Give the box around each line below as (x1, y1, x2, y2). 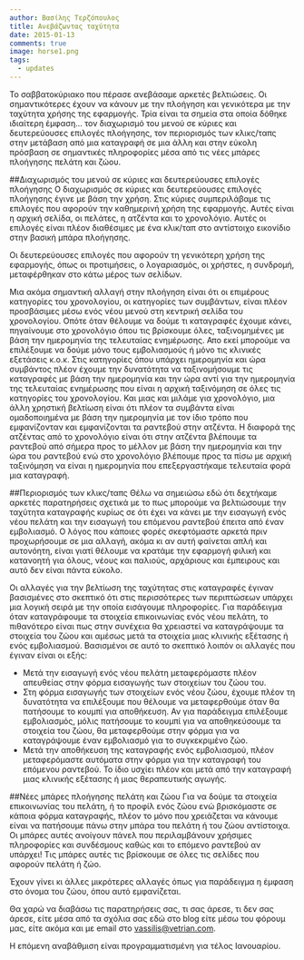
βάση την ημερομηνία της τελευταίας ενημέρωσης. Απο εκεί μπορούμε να (9, 334, 290, 345)
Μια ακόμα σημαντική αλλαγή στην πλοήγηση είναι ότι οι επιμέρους (9, 286, 270, 297)
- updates (17, 64, 54, 74)
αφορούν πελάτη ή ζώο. (9, 858, 102, 869)
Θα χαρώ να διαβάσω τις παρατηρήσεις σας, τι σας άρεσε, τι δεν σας (9, 903, 275, 914)
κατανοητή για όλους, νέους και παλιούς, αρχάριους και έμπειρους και (9, 555, 280, 566)
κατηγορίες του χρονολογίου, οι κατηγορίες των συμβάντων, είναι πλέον (9, 296, 288, 307)
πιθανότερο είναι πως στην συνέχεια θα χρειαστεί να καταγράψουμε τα (9, 620, 284, 631)
